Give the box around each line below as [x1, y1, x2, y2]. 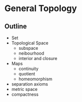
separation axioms [11, 81, 48, 87]
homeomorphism [18, 76, 53, 82]
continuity [18, 66, 39, 72]
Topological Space [11, 40, 48, 46]
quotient [18, 71, 35, 76]
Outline [4, 22, 27, 30]
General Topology [4, 3, 77, 14]
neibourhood [18, 50, 44, 56]
